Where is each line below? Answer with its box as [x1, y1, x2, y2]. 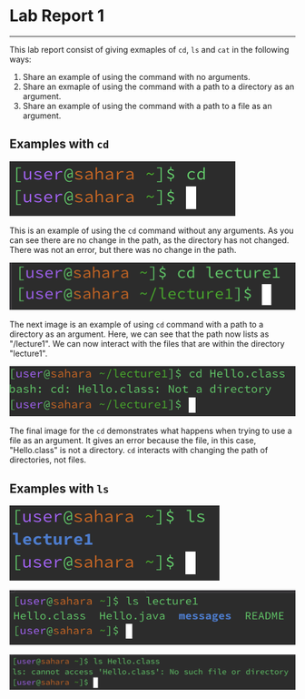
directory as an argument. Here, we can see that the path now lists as [9, 329, 270, 339]
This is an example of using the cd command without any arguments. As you [9, 225, 294, 236]
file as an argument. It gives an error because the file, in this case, [9, 435, 257, 446]
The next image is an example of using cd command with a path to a [9, 319, 264, 330]
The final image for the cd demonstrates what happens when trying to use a [9, 425, 292, 437]
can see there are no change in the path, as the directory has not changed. [9, 234, 290, 246]
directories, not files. [9, 454, 87, 465]
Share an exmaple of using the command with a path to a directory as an [22, 81, 295, 92]
